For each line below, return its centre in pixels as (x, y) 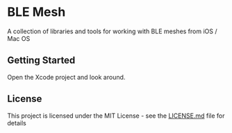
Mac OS (19, 38)
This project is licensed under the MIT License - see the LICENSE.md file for (116, 116)
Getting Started (41, 61)
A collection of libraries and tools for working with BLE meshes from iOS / (112, 31)
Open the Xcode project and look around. (66, 77)
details (17, 123)
